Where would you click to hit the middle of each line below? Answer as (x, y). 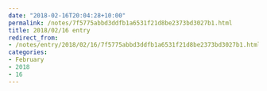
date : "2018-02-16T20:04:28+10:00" (67, 15)
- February (26, 60)
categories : (28, 52)
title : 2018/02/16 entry (49, 30)
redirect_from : (33, 38)
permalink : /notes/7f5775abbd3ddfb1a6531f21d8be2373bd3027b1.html (120, 23)
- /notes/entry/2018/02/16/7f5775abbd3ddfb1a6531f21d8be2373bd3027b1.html (135, 45)
